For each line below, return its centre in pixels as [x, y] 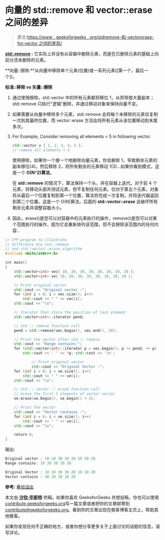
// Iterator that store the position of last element [70, 312]
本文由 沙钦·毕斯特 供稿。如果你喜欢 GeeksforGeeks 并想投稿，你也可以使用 [82, 497]
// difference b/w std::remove [37, 244]
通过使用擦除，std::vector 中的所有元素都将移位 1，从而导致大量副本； [83, 97]
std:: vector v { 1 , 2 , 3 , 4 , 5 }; [48, 145]
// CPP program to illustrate [36, 240]
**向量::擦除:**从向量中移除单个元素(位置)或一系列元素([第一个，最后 [75, 70]
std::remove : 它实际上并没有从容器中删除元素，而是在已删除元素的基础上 [80, 54]
